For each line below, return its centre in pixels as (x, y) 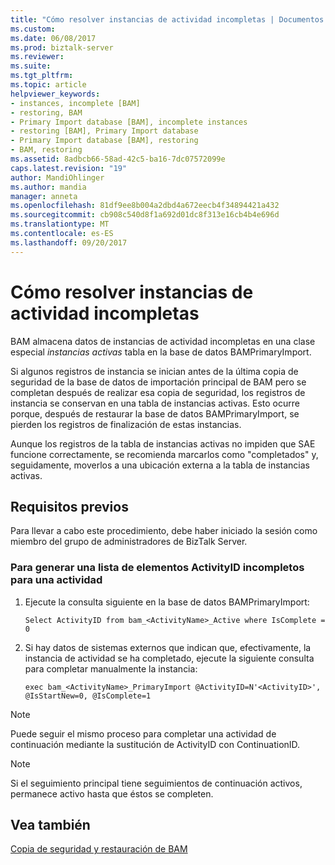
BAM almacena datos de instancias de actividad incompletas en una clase (163, 341)
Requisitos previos (69, 506)
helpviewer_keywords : (55, 94)
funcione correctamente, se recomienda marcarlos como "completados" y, (164, 454)
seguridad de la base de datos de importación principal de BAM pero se (158, 382)
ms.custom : (33, 29)
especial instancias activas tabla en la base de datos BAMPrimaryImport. (161, 352)
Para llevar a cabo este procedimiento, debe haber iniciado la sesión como (164, 531)
